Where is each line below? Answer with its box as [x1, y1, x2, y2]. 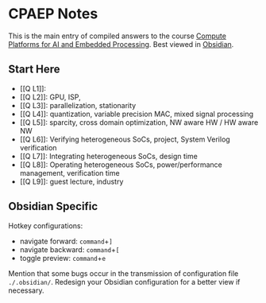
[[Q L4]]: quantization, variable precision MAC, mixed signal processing [19, 109, 254, 118]
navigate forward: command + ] [19, 236, 113, 246]
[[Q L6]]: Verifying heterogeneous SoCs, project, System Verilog [19, 134, 230, 144]
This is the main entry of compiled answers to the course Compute [8, 31, 226, 41]
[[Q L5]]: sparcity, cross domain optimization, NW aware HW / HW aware [19, 117, 259, 127]
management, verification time [19, 168, 121, 177]
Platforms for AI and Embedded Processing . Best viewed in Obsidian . [8, 39, 234, 49]
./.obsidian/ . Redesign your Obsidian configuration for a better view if [8, 277, 241, 286]
